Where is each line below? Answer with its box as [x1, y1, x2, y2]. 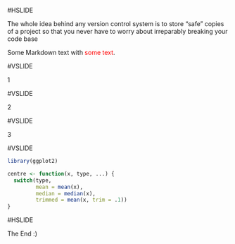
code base [7, 35, 39, 43]
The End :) [7, 229, 37, 238]
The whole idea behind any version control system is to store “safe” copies [7, 20, 224, 28]
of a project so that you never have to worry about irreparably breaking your [7, 28, 228, 35]
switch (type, [13, 176, 52, 184]
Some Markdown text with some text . [7, 49, 115, 56]
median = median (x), [35, 190, 96, 197]
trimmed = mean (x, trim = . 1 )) [35, 197, 128, 204]
